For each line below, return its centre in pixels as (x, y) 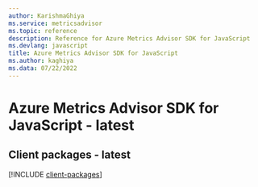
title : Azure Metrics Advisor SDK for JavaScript (94, 53)
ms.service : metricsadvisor (56, 23)
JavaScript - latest (71, 125)
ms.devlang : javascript (48, 46)
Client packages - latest (70, 155)
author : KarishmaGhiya (46, 16)
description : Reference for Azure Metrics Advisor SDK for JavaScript (129, 38)
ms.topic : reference (43, 31)
